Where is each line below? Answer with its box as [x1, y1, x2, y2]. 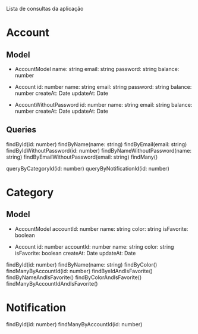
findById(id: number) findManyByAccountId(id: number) [6, 320, 143, 327]
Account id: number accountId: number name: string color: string [14, 243, 174, 250]
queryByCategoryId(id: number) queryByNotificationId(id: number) [6, 165, 169, 172]
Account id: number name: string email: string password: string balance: [14, 83, 192, 90]
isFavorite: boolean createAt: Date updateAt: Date [14, 249, 136, 256]
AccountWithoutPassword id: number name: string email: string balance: [14, 101, 193, 108]
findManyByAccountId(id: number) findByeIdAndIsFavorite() [6, 267, 153, 274]
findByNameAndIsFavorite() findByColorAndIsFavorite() [6, 274, 142, 281]
